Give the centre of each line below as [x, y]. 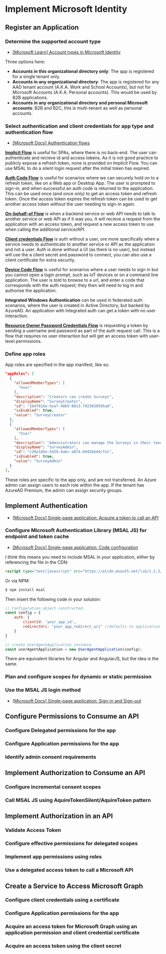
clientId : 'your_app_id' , [50, 622]
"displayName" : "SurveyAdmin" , [46, 447]
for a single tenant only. [36, 76]
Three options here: [25, 62]
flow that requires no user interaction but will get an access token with [77, 336]
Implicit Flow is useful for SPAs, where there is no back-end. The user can [81, 153]
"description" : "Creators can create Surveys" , [64, 397]
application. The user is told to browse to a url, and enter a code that [75, 280]
